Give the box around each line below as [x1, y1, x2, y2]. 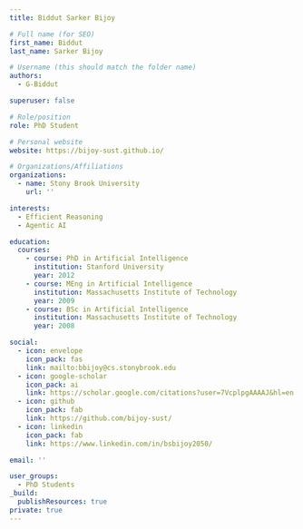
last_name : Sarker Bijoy [9, 46, 103, 55]
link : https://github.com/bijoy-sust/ [25, 414, 172, 423]
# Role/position [9, 113, 71, 122]
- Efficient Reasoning [17, 212, 103, 221]
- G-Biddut [17, 80, 59, 89]
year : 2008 [33, 321, 75, 331]
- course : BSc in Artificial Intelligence [25, 305, 189, 314]
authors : [9, 72, 43, 81]
